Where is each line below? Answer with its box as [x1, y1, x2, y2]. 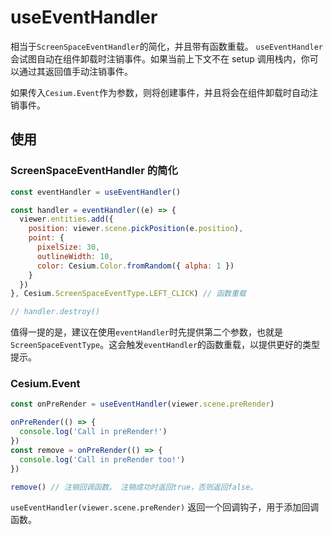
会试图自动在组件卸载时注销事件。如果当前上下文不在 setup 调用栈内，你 [10, 52, 310, 65]
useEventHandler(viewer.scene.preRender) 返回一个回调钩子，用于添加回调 [10, 501, 320, 513]
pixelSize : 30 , [36, 242, 101, 252]
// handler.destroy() [10, 307, 101, 317]
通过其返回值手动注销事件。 [18, 65, 133, 77]
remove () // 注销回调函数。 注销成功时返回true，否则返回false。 [10, 482, 258, 492]
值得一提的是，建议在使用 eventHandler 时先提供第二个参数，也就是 [10, 326, 283, 338]
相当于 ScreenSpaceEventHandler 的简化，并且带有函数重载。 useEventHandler [10, 40, 323, 52]
